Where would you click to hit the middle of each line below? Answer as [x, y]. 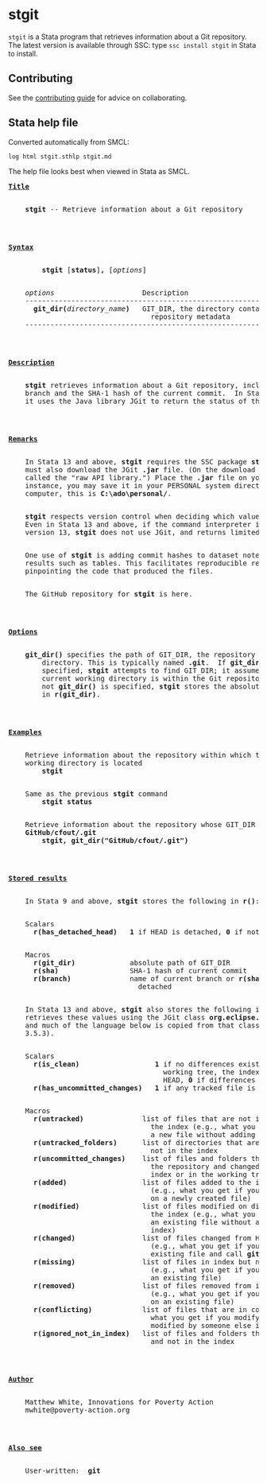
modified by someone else [201, 1325]
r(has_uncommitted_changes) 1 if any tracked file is [144, 1088]
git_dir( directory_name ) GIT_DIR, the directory [134, 309]
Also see [25, 1448]
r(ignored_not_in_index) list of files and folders [140, 1333]
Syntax [21, 247]
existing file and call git [205, 1254]
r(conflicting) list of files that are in [140, 1309]
